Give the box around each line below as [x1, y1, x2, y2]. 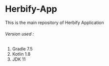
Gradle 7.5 [12, 46, 33, 52]
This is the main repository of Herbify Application [5, 20, 104, 25]
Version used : [5, 31, 34, 37]
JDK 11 [12, 56, 26, 62]
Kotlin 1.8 [12, 51, 31, 57]
